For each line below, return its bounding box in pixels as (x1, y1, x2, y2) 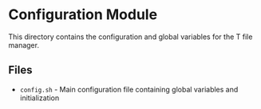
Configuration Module (8, 6, 158, 24)
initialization (19, 93, 60, 103)
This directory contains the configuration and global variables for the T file (8, 32, 253, 41)
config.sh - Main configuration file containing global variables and (19, 84, 239, 94)
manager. (8, 40, 40, 49)
